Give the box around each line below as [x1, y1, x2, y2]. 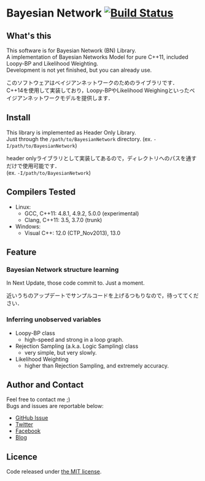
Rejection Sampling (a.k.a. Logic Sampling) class [15, 342, 139, 350]
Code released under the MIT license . [6, 468, 102, 475]
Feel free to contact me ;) [6, 396, 71, 403]
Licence [6, 452, 38, 462]
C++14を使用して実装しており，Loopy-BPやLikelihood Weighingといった [6, 87, 190, 94]
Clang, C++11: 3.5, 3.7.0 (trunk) [24, 216, 102, 223]
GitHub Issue [15, 414, 48, 421]
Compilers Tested [6, 187, 75, 198]
